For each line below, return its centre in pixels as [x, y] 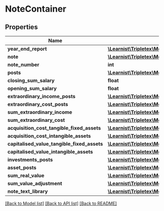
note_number [23, 65]
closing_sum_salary [31, 80]
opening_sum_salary [32, 88]
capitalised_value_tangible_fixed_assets [55, 144]
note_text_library [28, 191]
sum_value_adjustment [35, 183]
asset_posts [22, 168]
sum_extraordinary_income [40, 112]
